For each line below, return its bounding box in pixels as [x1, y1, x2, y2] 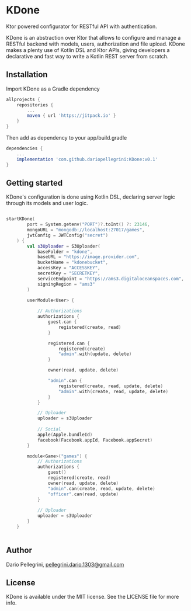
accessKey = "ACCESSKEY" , [37, 265, 100, 271]
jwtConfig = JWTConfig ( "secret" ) [27, 232, 109, 238]
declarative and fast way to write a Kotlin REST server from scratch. [6, 53, 169, 60]
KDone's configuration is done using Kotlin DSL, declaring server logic [6, 193, 175, 200]
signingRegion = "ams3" [37, 281, 95, 287]
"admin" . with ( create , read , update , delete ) [58, 388, 168, 394]
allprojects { [6, 96, 41, 102]
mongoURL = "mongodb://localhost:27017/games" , [27, 227, 145, 233]
